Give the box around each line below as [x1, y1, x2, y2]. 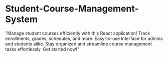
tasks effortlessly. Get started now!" [5, 46, 80, 52]
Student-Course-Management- [5, 3, 139, 14]
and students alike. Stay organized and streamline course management [5, 40, 152, 46]
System [5, 13, 38, 25]
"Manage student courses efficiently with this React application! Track [5, 30, 150, 36]
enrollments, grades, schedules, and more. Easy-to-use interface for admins [5, 35, 163, 41]
